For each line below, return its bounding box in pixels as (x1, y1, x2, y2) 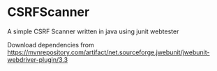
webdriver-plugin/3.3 (7, 55, 68, 63)
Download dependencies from (7, 40, 94, 49)
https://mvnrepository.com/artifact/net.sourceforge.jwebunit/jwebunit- (7, 48, 210, 56)
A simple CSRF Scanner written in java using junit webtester (7, 27, 179, 35)
